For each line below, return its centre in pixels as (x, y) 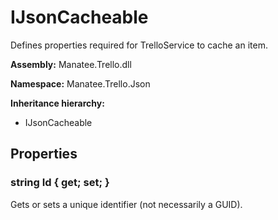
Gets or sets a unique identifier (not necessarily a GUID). (126, 204)
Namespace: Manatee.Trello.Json (80, 83)
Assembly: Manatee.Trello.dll (71, 64)
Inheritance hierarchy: (57, 103)
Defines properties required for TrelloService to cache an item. (139, 45)
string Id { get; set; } (60, 183)
